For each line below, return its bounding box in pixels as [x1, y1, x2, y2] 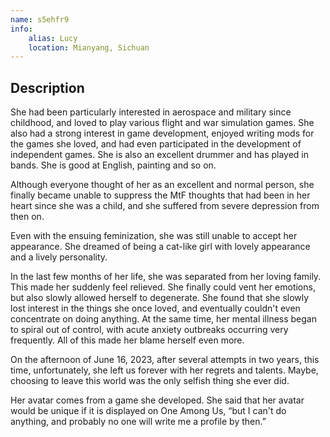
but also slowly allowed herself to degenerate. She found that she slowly [10, 292, 310, 304]
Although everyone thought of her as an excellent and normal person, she [10, 179, 315, 191]
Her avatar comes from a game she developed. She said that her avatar [10, 394, 305, 406]
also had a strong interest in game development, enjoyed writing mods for [10, 127, 315, 140]
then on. [10, 211, 45, 223]
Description [10, 79, 85, 96]
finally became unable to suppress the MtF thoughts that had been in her [10, 189, 311, 201]
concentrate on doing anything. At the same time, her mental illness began [10, 313, 317, 325]
